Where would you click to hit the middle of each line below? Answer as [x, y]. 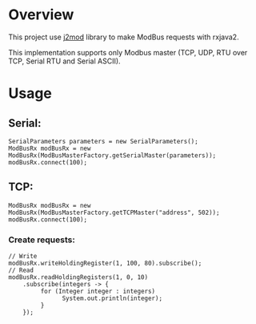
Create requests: [42, 240]
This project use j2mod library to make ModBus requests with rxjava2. [124, 37]
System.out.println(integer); [112, 298]
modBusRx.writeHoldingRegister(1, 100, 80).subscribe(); [105, 263]
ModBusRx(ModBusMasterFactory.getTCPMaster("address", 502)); [114, 213]
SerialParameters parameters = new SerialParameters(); [103, 141]
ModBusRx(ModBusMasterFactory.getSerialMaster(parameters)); [112, 155]
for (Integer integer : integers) [98, 292]
